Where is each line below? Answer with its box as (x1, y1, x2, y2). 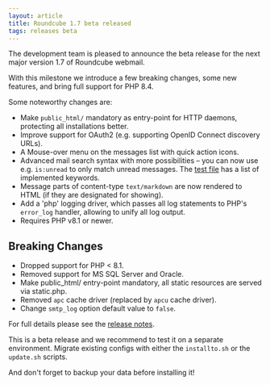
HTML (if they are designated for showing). (19, 190, 164, 200)
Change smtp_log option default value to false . (19, 303, 176, 313)
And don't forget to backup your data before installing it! (8, 368, 195, 378)
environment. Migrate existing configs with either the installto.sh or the (8, 344, 251, 354)
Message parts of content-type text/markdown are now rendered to (19, 182, 243, 191)
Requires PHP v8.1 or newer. (19, 216, 114, 226)
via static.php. (19, 287, 68, 296)
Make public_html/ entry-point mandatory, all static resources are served (19, 278, 262, 287)
